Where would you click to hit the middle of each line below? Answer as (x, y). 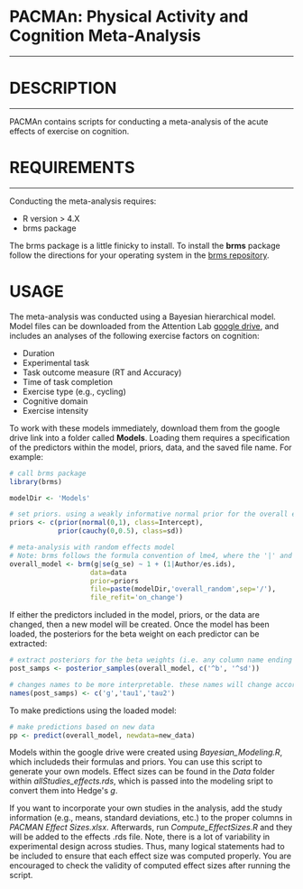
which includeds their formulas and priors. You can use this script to (136, 762)
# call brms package (48, 473)
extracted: (28, 644)
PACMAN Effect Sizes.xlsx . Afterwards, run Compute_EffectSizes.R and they (151, 828)
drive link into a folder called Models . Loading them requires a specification (150, 437)
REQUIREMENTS (72, 168)
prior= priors (115, 581)
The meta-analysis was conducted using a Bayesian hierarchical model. (143, 316)
